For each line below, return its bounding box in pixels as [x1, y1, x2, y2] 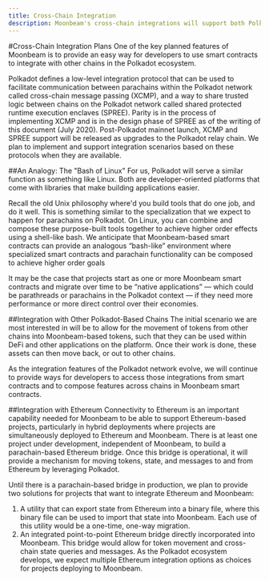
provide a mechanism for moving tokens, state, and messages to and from [8, 455, 254, 465]
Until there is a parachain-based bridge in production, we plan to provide [8, 479, 248, 489]
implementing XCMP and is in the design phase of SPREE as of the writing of [8, 116, 261, 126]
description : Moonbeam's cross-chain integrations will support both [8, 19, 246, 27]
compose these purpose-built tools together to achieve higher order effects [8, 223, 258, 233]
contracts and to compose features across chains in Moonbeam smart [8, 381, 240, 391]
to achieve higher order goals [8, 258, 106, 267]
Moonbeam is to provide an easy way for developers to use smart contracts [8, 50, 259, 59]
